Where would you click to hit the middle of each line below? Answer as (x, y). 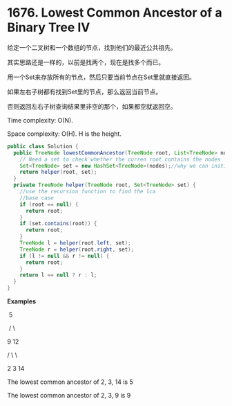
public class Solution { (43, 146)
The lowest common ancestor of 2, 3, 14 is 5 (70, 382)
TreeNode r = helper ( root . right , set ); (77, 249)
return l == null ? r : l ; (58, 275)
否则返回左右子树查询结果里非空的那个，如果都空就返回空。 (92, 106)
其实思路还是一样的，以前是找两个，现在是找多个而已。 (86, 62)
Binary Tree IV (49, 27)
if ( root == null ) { (49, 204)
